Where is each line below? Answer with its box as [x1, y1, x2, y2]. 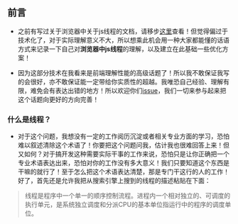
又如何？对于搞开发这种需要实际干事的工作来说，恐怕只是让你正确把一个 [17, 150, 229, 158]
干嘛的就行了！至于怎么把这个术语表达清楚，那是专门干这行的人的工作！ [17, 167, 229, 176]
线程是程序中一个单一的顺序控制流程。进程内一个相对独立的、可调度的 [24, 191, 231, 200]
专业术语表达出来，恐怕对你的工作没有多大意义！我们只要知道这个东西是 [17, 159, 229, 167]
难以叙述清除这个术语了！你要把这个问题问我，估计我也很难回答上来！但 [17, 141, 229, 150]
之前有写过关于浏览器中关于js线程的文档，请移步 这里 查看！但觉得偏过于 [17, 27, 229, 35]
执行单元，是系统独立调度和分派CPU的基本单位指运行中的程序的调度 [24, 201, 225, 209]
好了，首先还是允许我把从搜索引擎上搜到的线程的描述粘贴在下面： [17, 177, 211, 185]
